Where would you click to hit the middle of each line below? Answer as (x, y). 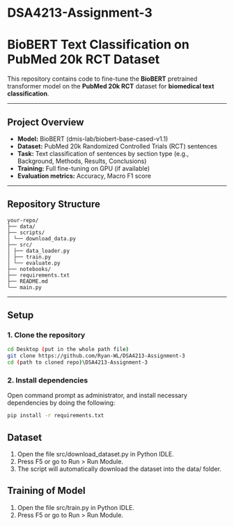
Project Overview (46, 122)
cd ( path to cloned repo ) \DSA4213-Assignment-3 (78, 363)
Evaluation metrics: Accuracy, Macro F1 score (84, 176)
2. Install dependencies (48, 380)
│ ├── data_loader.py (39, 251)
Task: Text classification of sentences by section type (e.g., (103, 153)
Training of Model (46, 491)
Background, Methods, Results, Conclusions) (82, 161)
